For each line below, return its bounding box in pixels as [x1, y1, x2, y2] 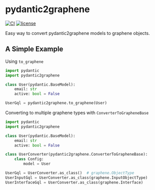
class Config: [14, 157, 44, 162]
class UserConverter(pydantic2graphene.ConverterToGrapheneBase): [5, 152, 148, 157]
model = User [23, 161, 51, 167]
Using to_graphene [5, 58, 44, 64]
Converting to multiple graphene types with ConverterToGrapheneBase [5, 110, 149, 116]
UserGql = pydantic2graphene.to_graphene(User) [5, 100, 108, 106]
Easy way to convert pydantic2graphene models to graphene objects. [5, 30, 150, 36]
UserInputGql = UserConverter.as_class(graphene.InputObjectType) [5, 175, 148, 180]
